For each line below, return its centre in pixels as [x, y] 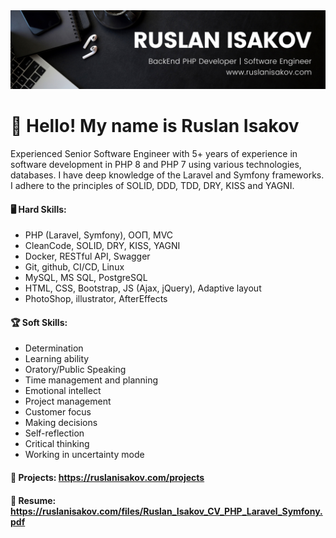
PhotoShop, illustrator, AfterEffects [96, 299]
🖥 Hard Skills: [38, 209]
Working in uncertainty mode [84, 455]
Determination [54, 348]
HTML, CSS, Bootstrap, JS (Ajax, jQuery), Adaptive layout [143, 288]
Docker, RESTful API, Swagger [87, 256]
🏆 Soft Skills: [39, 322]
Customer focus [58, 412]
